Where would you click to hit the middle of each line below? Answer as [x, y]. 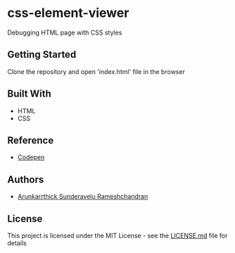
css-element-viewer [68, 13]
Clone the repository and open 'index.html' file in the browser [96, 71]
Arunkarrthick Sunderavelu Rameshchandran [83, 197]
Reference [31, 140]
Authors [26, 179]
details [17, 243]
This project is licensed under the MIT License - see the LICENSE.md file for [118, 235]
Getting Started [42, 55]
